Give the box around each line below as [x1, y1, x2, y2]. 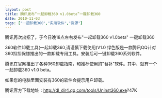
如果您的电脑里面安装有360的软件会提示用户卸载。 [5, 77, 107, 83]
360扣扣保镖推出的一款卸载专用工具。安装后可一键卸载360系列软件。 [5, 51, 145, 56]
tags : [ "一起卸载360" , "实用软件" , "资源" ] [5, 20, 83, 26]
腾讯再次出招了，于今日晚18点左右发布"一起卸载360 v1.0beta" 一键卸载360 [5, 34, 155, 40]
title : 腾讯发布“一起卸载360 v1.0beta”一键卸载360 [5, 12, 101, 16]
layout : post [5, 7, 32, 12]
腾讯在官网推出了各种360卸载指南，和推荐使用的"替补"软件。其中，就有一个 [5, 61, 158, 67]
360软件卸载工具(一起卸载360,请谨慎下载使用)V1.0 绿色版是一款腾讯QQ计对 [5, 44, 156, 51]
